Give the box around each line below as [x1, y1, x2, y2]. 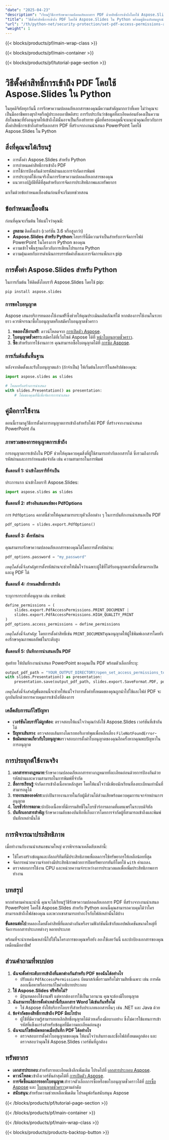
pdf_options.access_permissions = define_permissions [5, 622, 121, 627]
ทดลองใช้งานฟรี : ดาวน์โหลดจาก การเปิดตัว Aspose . [12, 328, 102, 334]
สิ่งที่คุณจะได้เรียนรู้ [5, 143, 52, 152]
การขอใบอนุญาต [5, 301, 37, 308]
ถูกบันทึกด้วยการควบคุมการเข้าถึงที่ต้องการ [5, 694, 74, 700]
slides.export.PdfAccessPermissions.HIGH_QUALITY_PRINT [14, 612, 134, 617]
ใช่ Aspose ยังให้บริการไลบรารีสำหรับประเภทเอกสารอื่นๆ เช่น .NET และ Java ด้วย [20, 1004, 160, 1011]
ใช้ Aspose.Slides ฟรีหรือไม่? [12, 987, 68, 993]
